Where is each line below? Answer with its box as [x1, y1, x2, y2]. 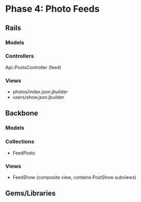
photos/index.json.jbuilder [12, 89, 68, 95]
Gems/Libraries [5, 189, 56, 198]
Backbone [5, 109, 38, 118]
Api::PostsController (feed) [5, 64, 62, 70]
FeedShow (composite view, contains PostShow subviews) [12, 174, 136, 180]
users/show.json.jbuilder [12, 94, 65, 100]
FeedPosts [12, 150, 35, 156]
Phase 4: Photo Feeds [5, 3, 100, 15]
